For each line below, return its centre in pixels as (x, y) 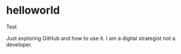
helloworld (33, 10)
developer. (19, 45)
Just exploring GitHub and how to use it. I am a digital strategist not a (91, 38)
